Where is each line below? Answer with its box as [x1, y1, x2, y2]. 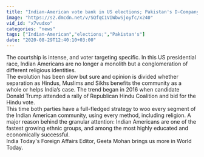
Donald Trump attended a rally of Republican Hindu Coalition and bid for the [6, 92, 196, 99]
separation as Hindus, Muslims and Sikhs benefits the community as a [6, 79, 182, 87]
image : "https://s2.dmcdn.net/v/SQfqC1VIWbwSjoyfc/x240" [6, 15, 154, 21]
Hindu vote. [6, 99, 35, 106]
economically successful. [6, 131, 70, 138]
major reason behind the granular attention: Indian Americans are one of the [6, 118, 196, 125]
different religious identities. [6, 67, 76, 73]
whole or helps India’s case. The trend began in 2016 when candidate [6, 86, 180, 93]
